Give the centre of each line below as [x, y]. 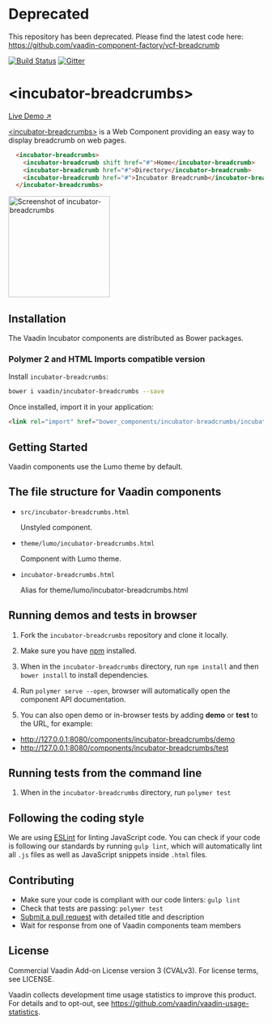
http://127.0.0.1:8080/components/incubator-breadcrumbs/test [124, 748]
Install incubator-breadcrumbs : [59, 376]
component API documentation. [73, 699]
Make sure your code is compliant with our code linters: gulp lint [130, 899]
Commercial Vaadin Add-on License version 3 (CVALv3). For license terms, [134, 970]
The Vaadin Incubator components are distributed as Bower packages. [126, 338]
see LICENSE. [31, 979]
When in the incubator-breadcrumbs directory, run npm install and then [139, 666]
